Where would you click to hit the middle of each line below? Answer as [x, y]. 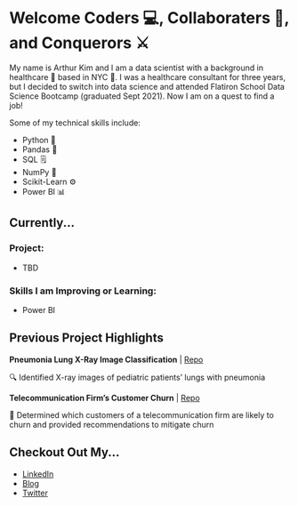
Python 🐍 [39, 140]
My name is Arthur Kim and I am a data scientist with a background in [137, 68]
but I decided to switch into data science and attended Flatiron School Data [147, 86]
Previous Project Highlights [87, 338]
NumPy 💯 [39, 172]
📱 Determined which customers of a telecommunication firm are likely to [141, 414]
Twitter [35, 493]
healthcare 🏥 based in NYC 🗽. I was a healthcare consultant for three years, [148, 76]
